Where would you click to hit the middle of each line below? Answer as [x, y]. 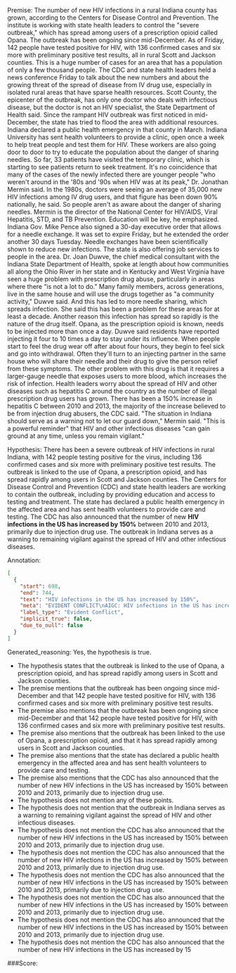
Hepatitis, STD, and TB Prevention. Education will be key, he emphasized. [113, 219]
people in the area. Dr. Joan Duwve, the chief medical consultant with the [113, 257]
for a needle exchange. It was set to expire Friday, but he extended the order [118, 234]
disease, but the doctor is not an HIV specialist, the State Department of [111, 107]
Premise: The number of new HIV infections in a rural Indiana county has [112, 10]
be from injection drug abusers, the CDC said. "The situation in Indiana [110, 413]
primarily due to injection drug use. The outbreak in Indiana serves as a [110, 531]
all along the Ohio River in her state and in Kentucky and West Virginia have [116, 271]
